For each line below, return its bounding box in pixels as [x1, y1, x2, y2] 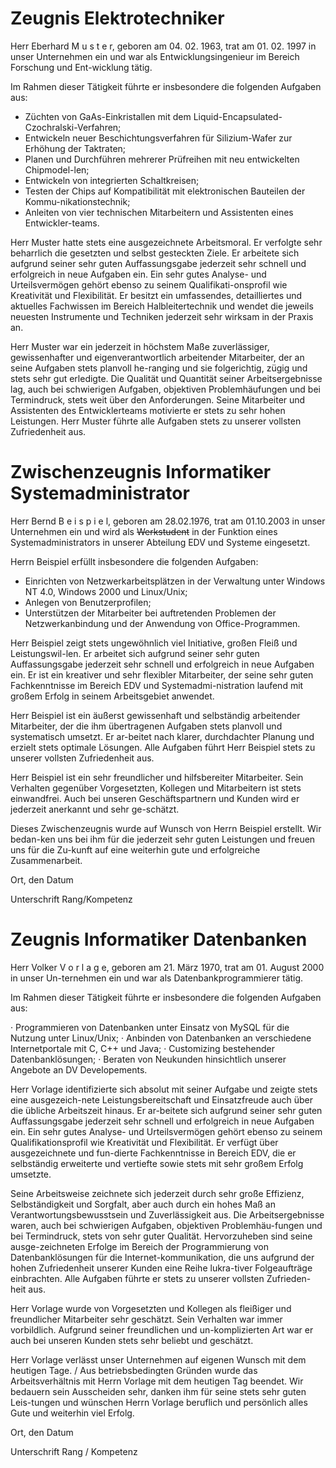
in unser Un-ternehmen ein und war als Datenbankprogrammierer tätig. [10, 972, 304, 984]
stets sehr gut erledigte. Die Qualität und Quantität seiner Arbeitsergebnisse [10, 372, 323, 384]
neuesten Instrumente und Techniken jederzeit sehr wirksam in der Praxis [10, 310, 314, 322]
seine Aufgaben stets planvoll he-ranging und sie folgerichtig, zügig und [10, 362, 308, 374]
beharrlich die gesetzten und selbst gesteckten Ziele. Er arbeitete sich [10, 247, 300, 259]
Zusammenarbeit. [10, 854, 83, 866]
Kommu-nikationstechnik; [24, 195, 131, 207]
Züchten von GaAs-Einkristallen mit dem [24, 110, 192, 122]
